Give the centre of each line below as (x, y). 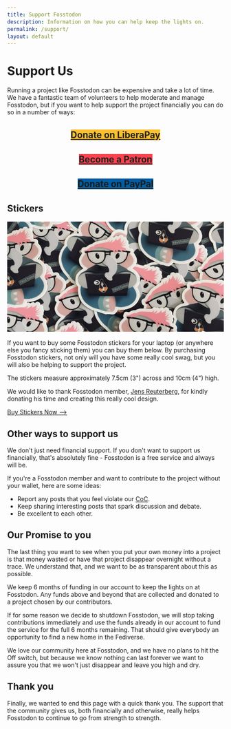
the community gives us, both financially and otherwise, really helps (103, 710)
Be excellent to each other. (55, 514)
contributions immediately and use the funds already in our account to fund (114, 622)
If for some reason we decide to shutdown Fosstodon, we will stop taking (111, 615)
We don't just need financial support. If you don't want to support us (104, 450)
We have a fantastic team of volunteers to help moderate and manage (106, 98)
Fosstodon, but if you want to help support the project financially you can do (115, 105)
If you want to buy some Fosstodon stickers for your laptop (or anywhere (110, 343)
